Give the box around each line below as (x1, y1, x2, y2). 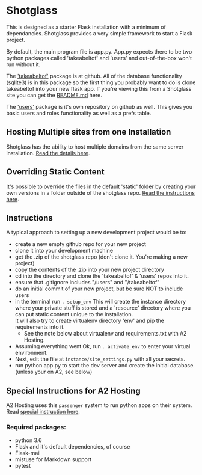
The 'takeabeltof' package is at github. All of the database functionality (6, 72, 182, 79)
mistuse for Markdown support (14, 456, 92, 463)
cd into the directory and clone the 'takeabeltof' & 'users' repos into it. (14, 272, 189, 280)
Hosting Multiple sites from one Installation (6, 127, 171, 137)
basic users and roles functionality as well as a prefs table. (6, 109, 151, 117)
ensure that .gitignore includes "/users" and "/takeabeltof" (14, 279, 160, 286)
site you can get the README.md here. (6, 91, 102, 99)
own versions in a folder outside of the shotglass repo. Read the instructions (6, 189, 195, 196)
